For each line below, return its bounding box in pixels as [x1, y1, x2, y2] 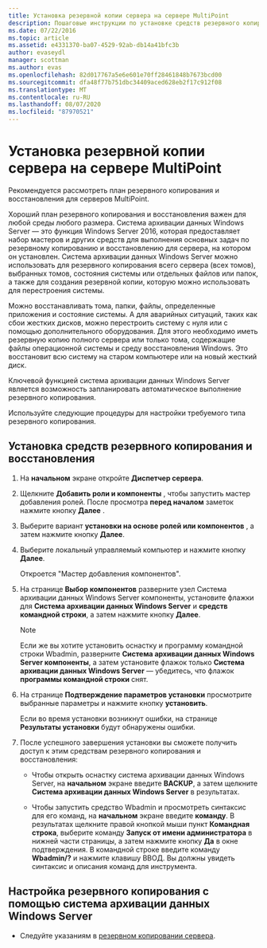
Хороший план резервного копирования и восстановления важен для [8, 209, 246, 219]
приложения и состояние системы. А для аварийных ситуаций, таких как [8, 309, 258, 319]
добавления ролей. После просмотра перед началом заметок [19, 497, 234, 507]
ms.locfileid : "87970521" [8, 108, 94, 116]
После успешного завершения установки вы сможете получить [19, 738, 238, 747]
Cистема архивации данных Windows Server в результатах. [31, 786, 240, 797]
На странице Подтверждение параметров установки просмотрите [19, 690, 253, 699]
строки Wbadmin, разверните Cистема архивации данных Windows [19, 648, 255, 658]
